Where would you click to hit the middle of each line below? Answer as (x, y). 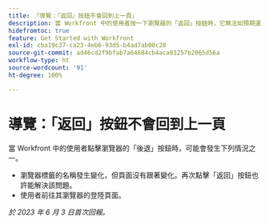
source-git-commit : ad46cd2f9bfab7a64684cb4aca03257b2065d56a (114, 53)
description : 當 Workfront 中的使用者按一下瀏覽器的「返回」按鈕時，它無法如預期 (132, 23)
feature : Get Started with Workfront (71, 38)
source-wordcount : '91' (48, 68)
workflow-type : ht (39, 61)
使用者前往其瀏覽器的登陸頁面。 (72, 195)
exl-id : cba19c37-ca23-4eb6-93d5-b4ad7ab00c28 (87, 46)
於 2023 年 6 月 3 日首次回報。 (59, 212)
